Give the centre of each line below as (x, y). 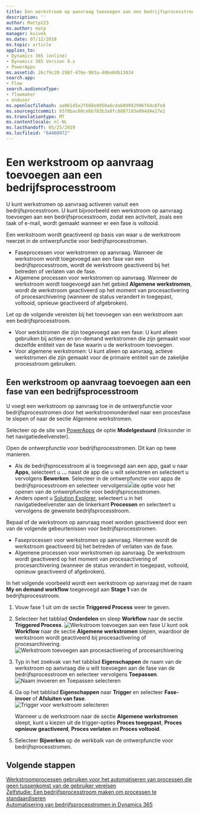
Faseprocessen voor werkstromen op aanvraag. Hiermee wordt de (96, 540)
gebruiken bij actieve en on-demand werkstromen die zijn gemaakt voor (102, 338)
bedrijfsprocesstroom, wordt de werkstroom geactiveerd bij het (92, 265)
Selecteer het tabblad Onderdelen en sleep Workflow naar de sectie (99, 619)
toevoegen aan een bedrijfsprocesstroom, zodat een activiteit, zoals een (94, 217)
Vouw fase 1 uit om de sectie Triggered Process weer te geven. (92, 607)
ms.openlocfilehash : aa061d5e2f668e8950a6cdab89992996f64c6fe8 (86, 105)
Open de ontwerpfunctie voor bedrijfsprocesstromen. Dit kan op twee (91, 448)
